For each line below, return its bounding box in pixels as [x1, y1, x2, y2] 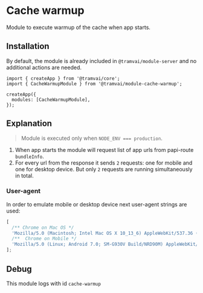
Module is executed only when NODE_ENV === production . [21, 134, 163, 142]
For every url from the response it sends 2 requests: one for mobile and [14, 159, 193, 166]
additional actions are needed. [6, 64, 82, 71]
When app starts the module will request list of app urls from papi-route [14, 146, 194, 153]
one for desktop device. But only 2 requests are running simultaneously [14, 165, 193, 173]
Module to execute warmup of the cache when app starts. [6, 24, 151, 31]
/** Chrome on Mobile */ [11, 235, 77, 242]
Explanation [6, 119, 53, 129]
